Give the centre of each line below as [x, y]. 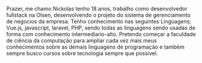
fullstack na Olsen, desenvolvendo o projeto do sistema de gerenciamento [99, 15]
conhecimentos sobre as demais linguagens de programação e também [96, 47]
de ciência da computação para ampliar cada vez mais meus [82, 40]
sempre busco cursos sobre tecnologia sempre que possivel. [82, 53]
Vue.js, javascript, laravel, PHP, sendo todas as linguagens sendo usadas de [101, 28]
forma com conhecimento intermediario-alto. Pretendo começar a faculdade [101, 34]
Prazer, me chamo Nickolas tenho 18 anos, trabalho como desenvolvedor [97, 9]
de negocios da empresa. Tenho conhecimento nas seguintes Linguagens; [99, 21]
